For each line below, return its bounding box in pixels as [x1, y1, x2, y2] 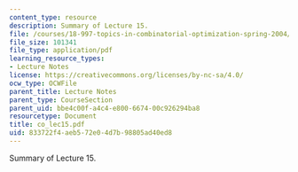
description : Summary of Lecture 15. [9, 21, 149, 30]
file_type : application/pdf [9, 46, 114, 55]
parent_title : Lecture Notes [9, 87, 117, 96]
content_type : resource [9, 12, 98, 22]
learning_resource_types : [9, 54, 105, 63]
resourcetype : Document [9, 112, 98, 121]
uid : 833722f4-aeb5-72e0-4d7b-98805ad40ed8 [9, 129, 173, 137]
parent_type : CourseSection [9, 95, 114, 105]
